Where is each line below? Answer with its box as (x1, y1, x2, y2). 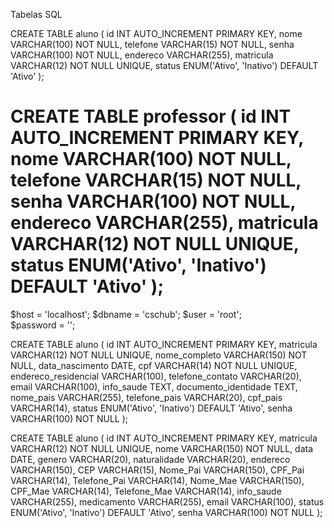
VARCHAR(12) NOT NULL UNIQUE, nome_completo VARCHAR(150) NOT (10, 349, 308, 361)
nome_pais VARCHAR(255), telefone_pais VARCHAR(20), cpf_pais (10, 391, 283, 403)
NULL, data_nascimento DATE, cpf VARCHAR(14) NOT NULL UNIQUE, (10, 359, 298, 371)
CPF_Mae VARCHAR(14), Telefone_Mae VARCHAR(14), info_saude (10, 485, 282, 497)
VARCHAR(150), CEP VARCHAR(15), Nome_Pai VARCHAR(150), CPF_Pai (10, 464, 305, 476)
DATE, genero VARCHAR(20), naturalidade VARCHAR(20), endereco (10, 453, 291, 465)
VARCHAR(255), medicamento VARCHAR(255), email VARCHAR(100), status (10, 495, 325, 508)
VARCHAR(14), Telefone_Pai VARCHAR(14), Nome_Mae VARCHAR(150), (10, 474, 305, 486)
